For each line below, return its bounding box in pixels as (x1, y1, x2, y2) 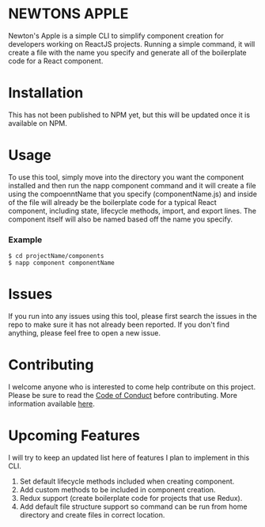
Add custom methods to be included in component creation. (19, 484, 216, 495)
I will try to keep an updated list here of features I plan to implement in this (8, 453, 250, 462)
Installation (8, 84, 84, 102)
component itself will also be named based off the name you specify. (8, 214, 233, 224)
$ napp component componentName (8, 259, 115, 267)
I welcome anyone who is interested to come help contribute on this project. (8, 381, 256, 392)
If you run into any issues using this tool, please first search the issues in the (8, 312, 257, 321)
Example (8, 234, 43, 245)
